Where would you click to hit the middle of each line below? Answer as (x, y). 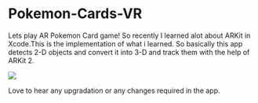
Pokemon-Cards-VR (75, 14)
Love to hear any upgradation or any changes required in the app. (114, 90)
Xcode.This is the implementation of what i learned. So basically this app (125, 43)
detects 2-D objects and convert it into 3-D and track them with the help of (129, 52)
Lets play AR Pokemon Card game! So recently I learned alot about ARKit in (129, 35)
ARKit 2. (21, 61)
